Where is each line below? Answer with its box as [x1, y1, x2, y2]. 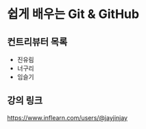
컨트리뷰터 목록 [7, 36, 68, 48]
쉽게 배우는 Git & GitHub [7, 6, 139, 22]
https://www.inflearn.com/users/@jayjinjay [7, 113, 128, 121]
